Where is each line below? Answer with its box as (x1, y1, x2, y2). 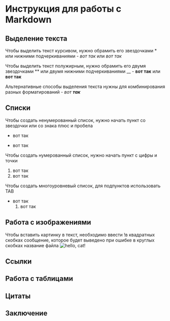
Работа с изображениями (5, 218, 91, 227)
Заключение (5, 309, 48, 318)
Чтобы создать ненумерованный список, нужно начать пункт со (5, 117, 146, 123)
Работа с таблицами (5, 274, 74, 283)
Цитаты (5, 291, 31, 300)
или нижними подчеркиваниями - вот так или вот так (5, 53, 122, 59)
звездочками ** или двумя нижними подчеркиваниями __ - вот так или (5, 68, 161, 74)
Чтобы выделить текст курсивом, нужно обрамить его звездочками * (5, 48, 157, 53)
